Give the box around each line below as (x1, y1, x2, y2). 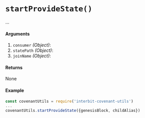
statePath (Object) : (12, 47, 54, 53)
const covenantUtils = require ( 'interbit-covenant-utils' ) (5, 99, 134, 104)
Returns (5, 64, 23, 70)
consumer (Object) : (12, 42, 51, 48)
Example (5, 87, 25, 93)
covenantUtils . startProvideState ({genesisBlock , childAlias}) (5, 108, 140, 113)
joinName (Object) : (12, 53, 51, 59)
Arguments (5, 31, 30, 37)
